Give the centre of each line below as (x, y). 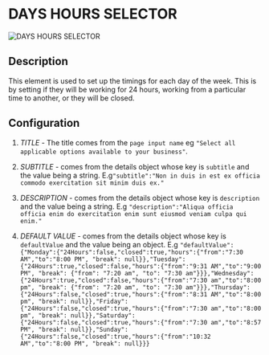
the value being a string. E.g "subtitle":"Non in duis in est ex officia (140, 175)
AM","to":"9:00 (236, 266)
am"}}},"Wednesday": (220, 273)
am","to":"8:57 (236, 322)
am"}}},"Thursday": (218, 287)
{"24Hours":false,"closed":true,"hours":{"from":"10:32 (115, 337)
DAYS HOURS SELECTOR (93, 14)
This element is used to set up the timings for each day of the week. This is (132, 80)
